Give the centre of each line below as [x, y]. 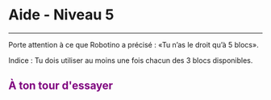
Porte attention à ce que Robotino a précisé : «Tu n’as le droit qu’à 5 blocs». [134, 44]
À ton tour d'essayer [61, 86]
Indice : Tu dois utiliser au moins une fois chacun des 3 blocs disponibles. [131, 60]
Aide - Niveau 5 [61, 15]
